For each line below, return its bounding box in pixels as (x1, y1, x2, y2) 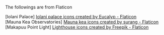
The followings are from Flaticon (5, 4, 72, 10)
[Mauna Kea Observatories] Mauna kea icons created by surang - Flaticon (5, 19, 159, 25)
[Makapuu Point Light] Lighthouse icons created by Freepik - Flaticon (5, 24, 149, 30)
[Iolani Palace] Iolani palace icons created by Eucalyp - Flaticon (5, 14, 137, 19)
